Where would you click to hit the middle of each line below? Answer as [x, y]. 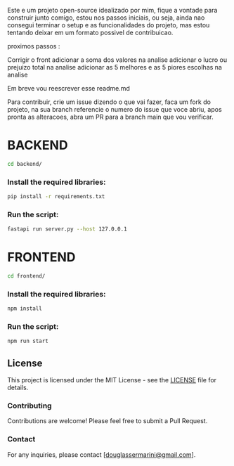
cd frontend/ [26, 276]
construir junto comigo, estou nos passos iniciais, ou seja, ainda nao [106, 18]
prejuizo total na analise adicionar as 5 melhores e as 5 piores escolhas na [115, 67]
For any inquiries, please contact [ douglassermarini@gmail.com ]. [102, 454]
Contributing [30, 406]
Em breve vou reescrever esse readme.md [69, 88]
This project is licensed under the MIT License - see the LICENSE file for [112, 380]
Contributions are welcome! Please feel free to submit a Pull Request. [108, 421]
